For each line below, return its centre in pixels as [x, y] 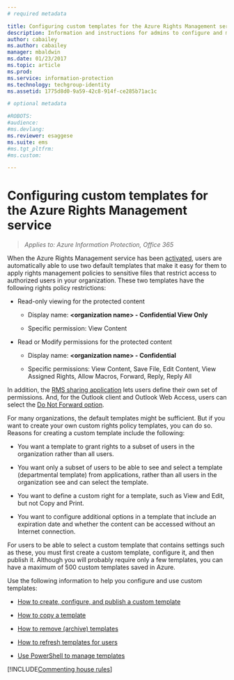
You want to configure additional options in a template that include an [117, 517]
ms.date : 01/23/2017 [37, 59]
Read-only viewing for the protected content [81, 301]
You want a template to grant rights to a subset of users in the [106, 446]
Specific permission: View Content [77, 328]
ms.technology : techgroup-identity [59, 84]
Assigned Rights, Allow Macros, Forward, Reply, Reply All [110, 377]
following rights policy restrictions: [57, 288]
